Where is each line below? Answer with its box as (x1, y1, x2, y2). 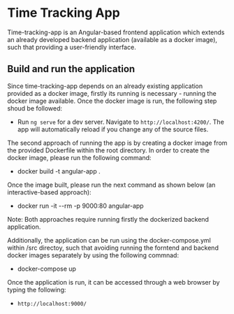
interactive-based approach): (7, 187, 92, 197)
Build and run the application (7, 63, 136, 75)
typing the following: (7, 285, 66, 294)
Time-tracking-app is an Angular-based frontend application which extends (7, 28, 225, 36)
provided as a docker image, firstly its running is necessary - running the (7, 89, 217, 97)
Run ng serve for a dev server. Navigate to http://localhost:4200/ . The (17, 117, 225, 126)
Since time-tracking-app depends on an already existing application (7, 82, 203, 90)
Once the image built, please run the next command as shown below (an (7, 180, 216, 189)
